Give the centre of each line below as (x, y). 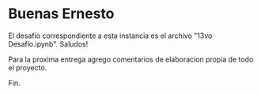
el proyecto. (28, 67)
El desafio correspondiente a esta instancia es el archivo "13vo (110, 36)
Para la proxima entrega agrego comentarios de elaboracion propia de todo (131, 59)
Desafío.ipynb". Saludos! (48, 43)
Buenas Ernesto (61, 14)
